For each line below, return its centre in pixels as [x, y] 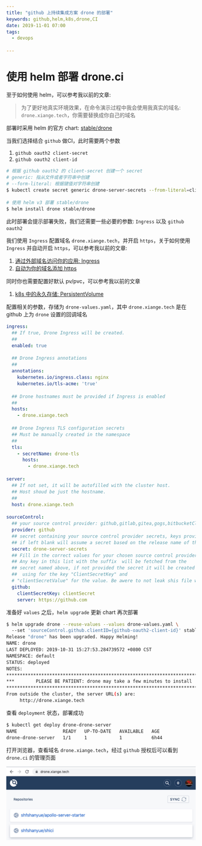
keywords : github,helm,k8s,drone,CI [52, 19]
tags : [13, 32]
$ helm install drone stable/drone [51, 209]
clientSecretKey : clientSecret [56, 594]
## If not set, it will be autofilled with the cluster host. [91, 485]
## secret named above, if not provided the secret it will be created [103, 568]
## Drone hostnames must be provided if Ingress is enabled [88, 396]
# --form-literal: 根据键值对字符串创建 [53, 184]
